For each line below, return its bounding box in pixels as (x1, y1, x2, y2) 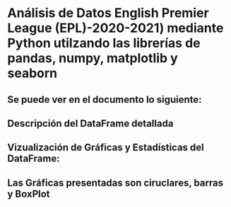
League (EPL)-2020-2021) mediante (7, 20, 224, 36)
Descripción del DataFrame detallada (7, 117, 174, 129)
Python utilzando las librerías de (7, 35, 201, 51)
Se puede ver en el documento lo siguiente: (7, 94, 203, 106)
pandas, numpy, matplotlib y (7, 50, 178, 67)
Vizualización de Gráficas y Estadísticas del (7, 142, 204, 154)
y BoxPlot (7, 188, 51, 200)
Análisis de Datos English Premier (7, 5, 210, 21)
